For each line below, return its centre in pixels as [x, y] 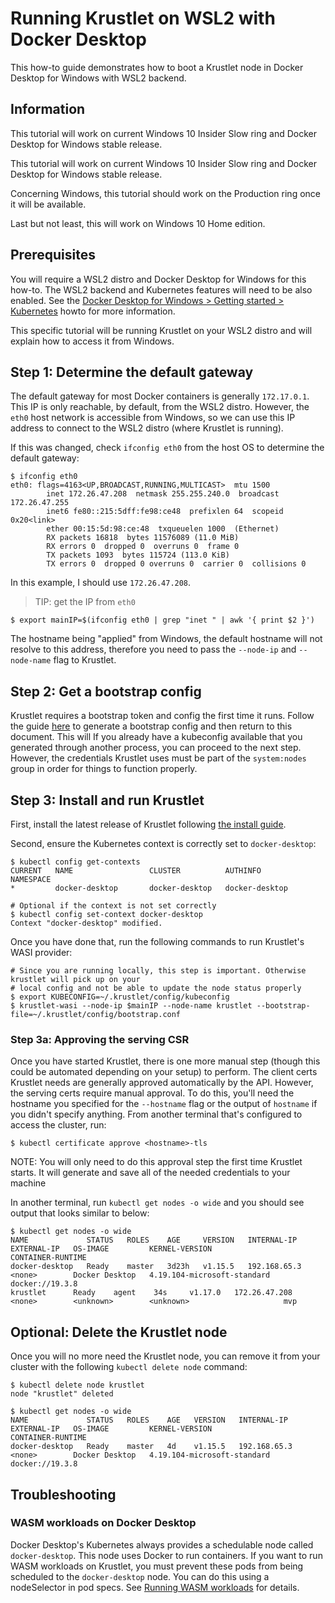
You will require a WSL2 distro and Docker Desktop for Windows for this [158, 279]
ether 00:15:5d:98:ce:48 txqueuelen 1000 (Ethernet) [163, 529]
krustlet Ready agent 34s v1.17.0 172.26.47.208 [151, 1293]
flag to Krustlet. [85, 660]
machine [28, 1183]
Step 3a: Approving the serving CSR [100, 1039]
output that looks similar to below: [80, 1213]
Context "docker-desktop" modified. [86, 923]
